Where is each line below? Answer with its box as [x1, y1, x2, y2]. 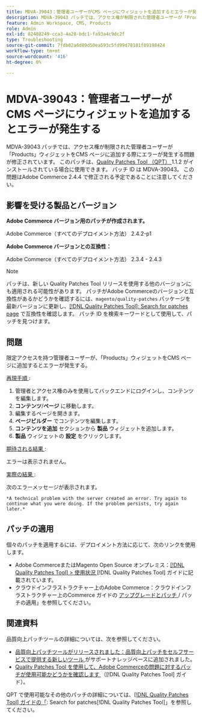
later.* [6, 506, 26, 512]
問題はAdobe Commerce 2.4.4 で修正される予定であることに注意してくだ [6, 173, 188, 181]
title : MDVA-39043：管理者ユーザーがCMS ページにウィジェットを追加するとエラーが [6, 8, 192, 15]
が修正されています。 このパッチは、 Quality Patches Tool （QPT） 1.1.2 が [6, 158, 189, 165]
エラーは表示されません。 [6, 458, 70, 465]
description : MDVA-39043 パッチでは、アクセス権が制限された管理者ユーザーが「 [6, 14, 188, 20]
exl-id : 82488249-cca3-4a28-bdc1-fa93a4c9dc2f [6, 31, 125, 37]
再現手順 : [6, 374, 31, 382]
